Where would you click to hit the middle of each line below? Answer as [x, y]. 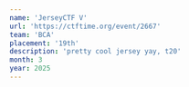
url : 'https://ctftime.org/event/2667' [85, 26]
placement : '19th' [44, 43]
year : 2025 [30, 69]
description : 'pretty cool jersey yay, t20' [95, 52]
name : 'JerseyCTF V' [49, 18]
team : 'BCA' [32, 34]
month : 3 [26, 60]
